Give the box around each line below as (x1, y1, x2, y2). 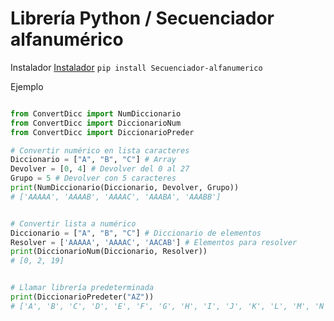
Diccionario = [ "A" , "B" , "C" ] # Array (10, 155, 177, 165)
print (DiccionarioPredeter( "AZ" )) (10, 292, 155, 302)
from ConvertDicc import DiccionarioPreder (10, 127, 195, 137)
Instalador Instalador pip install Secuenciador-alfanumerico (10, 61, 263, 73)
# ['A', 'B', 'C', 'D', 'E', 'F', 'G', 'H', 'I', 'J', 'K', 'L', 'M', (10, 301, 311, 311)
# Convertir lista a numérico (10, 218, 137, 229)
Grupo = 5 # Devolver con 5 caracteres (10, 173, 177, 184)
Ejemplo (10, 80, 44, 92)
